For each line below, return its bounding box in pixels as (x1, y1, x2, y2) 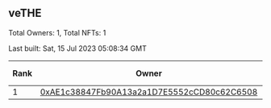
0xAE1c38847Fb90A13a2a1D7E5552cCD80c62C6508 (40, 86, 258, 98)
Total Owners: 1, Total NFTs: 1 (8, 27, 106, 37)
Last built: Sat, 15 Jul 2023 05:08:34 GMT (8, 44, 147, 53)
